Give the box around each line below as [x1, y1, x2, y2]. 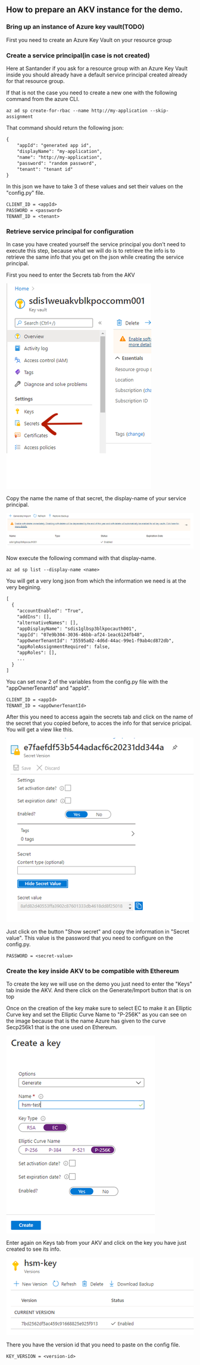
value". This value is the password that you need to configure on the [6, 935, 174, 941]
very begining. [6, 584, 42, 591]
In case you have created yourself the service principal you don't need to [6, 241, 186, 248]
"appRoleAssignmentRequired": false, [17, 644, 111, 650]
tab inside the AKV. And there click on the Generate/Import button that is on [6, 987, 192, 994]
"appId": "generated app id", [17, 142, 92, 148]
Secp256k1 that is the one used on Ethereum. [6, 1024, 118, 1031]
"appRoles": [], [17, 650, 58, 656]
